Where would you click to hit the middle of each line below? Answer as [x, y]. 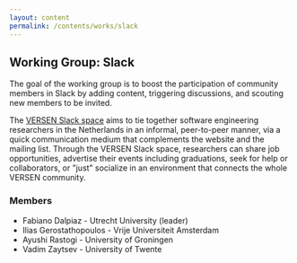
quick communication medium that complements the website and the [137, 139]
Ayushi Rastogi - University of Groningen [97, 240]
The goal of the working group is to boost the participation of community [144, 84]
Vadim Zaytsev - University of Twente [92, 249]
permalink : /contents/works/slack [74, 26]
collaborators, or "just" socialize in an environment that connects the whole [148, 168]
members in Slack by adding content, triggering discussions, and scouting [147, 93]
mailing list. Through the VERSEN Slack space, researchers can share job [144, 149]
